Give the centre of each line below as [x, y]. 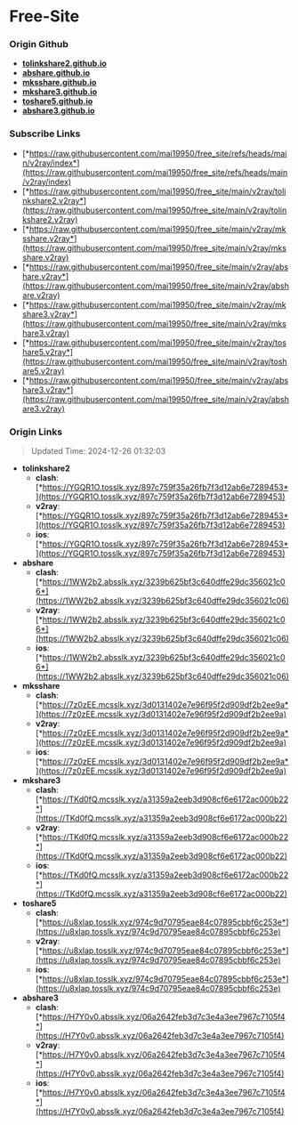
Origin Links [36, 432]
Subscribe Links [45, 134]
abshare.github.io [56, 73]
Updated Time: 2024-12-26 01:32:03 [98, 451]
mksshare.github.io [59, 83]
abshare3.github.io [58, 111]
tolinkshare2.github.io [64, 63]
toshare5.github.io [57, 101]
